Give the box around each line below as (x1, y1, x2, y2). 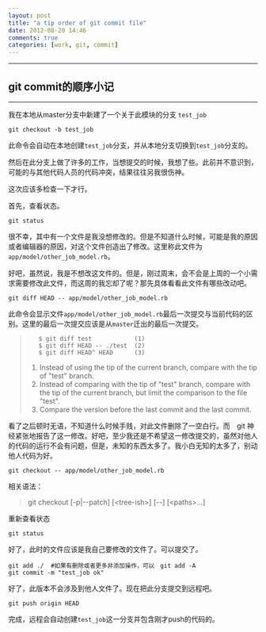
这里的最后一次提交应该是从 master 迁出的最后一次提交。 (21, 319, 203, 328)
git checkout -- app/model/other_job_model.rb (8, 466, 165, 474)
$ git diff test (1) (38, 335, 146, 343)
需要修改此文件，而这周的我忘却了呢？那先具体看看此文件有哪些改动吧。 (14, 278, 251, 288)
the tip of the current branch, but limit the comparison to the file (39, 388, 248, 397)
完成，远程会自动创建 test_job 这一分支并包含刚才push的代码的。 (8, 614, 219, 623)
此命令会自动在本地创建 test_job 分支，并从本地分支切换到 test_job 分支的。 (8, 140, 253, 150)
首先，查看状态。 (8, 201, 64, 210)
